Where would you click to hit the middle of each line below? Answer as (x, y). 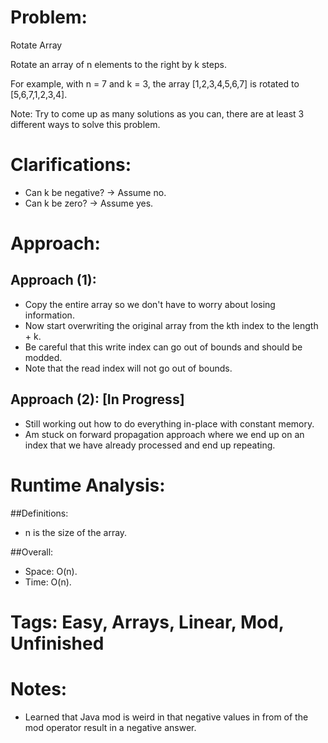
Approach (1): (53, 280)
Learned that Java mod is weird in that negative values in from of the (166, 717)
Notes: (39, 689)
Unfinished (57, 643)
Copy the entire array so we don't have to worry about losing (150, 304)
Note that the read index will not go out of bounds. (128, 368)
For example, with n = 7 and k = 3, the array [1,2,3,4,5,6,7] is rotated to (155, 83)
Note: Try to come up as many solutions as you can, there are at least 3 (157, 113)
